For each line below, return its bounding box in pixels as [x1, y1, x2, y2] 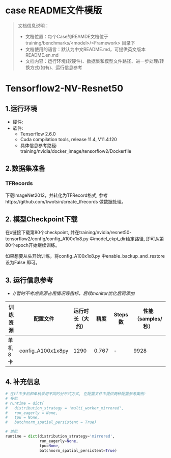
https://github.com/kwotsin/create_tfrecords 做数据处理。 [5, 198, 126, 204]
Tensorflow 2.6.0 [20, 131, 56, 137]
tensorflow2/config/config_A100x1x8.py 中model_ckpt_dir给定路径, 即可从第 [5, 236, 164, 242]
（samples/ [134, 315, 163, 323]
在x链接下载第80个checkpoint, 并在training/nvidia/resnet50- [5, 230, 132, 236]
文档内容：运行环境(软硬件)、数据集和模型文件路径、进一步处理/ [25, 58, 160, 64]
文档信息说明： [17, 22, 49, 29]
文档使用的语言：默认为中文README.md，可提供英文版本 [25, 46, 146, 52]
